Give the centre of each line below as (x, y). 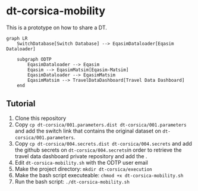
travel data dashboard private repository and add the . (81, 156)
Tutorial (21, 104)
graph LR (17, 38)
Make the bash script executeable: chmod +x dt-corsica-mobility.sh (99, 175)
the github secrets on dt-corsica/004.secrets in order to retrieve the (98, 150)
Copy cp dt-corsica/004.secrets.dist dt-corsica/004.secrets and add (103, 143)
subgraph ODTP (34, 59)
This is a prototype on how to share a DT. (56, 27)
